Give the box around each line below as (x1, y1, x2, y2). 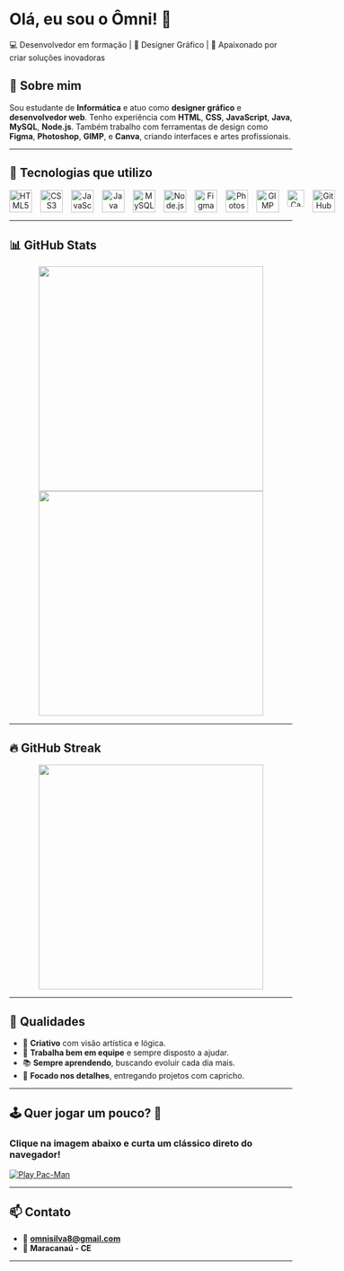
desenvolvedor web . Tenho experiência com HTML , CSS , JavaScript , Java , (9, 111, 293, 122)
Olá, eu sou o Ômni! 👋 (9, 9, 172, 30)
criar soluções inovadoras (9, 52, 106, 63)
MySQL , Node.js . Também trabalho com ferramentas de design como (9, 121, 269, 132)
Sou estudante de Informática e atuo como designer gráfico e (9, 102, 243, 112)
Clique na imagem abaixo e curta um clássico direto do (9, 1137, 253, 1150)
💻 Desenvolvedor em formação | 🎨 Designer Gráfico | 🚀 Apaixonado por (9, 39, 278, 49)
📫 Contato (9, 1204, 72, 1220)
